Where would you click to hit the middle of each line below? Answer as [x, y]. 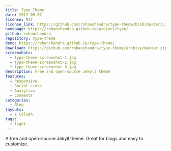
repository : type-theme [31, 39]
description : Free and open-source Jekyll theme [58, 72]
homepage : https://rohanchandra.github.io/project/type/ [67, 29]
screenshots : [19, 53]
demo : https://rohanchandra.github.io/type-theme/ [60, 43]
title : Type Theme [25, 10]
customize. [17, 144]
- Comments [21, 95]
